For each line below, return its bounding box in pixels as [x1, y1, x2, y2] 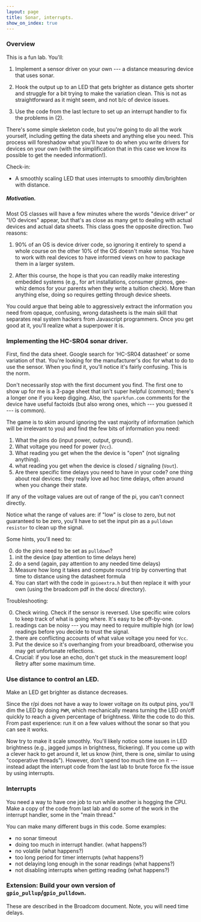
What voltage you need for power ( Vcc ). [14, 443, 113, 450]
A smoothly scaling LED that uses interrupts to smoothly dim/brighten [14, 175, 187, 182]
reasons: [6, 229, 28, 237]
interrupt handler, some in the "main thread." [6, 811, 116, 818]
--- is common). [6, 407, 46, 414]
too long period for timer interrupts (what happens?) [14, 853, 144, 861]
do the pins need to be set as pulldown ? [14, 547, 113, 554]
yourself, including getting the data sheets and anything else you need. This [6, 132, 194, 139]
